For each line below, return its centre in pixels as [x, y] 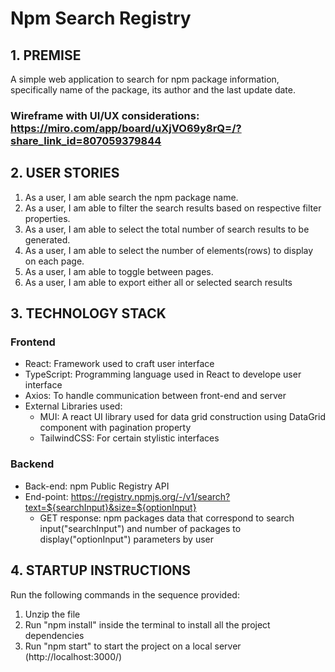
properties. [47, 218]
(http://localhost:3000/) [73, 656]
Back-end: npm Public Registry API [97, 486]
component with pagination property [115, 428]
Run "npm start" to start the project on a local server [133, 646]
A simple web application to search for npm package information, [145, 79]
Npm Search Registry [101, 18]
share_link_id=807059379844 [86, 140]
